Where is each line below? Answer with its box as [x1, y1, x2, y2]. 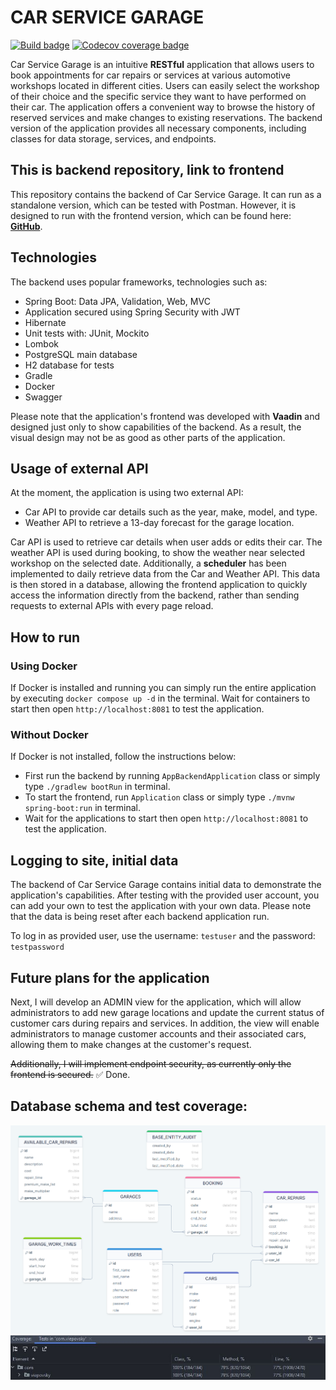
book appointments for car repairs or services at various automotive [10, 69, 292, 81]
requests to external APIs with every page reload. [10, 600, 214, 612]
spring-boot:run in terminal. [24, 802, 142, 814]
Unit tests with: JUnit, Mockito [24, 327, 150, 339]
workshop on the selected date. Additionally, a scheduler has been [10, 557, 287, 570]
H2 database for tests [24, 359, 115, 371]
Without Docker [10, 727, 89, 741]
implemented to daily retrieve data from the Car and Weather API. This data [10, 568, 320, 580]
